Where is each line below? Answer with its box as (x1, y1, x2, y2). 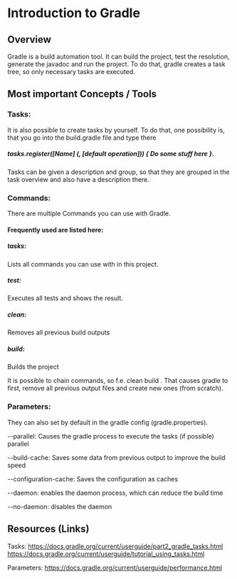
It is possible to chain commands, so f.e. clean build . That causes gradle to (7, 376, 228, 385)
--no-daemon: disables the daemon (7, 502, 112, 511)
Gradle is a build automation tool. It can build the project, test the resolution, (7, 52, 230, 61)
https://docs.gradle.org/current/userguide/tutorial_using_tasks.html (7, 549, 205, 558)
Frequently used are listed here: (7, 225, 104, 234)
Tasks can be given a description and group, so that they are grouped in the (7, 168, 230, 176)
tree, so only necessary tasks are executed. (7, 68, 135, 76)
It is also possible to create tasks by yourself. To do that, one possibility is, (7, 125, 226, 134)
